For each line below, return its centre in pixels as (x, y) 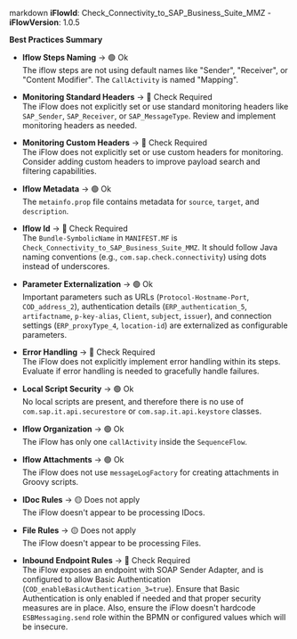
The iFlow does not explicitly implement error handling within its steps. (151, 361)
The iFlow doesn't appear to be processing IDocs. (113, 512)
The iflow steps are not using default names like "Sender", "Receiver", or (155, 70)
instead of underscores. (66, 266)
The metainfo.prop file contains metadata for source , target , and (140, 201)
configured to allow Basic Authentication (96, 579)
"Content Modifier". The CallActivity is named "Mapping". (130, 80)
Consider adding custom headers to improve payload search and (141, 161)
